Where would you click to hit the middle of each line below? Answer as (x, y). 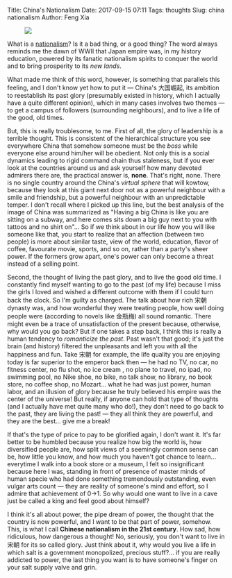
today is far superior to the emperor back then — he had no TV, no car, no (113, 362)
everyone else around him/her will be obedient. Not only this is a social (108, 153)
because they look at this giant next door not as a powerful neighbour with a (116, 190)
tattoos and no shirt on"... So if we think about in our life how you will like (111, 227)
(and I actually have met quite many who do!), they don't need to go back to (116, 406)
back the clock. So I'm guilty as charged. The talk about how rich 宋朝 (107, 300)
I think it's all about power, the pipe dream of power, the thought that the (110, 514)
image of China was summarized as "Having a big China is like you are (108, 212)
